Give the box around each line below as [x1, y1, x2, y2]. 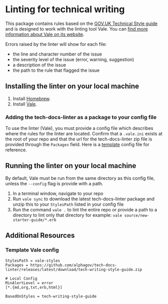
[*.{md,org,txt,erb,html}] [5, 285, 63, 290]
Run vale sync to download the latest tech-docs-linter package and [12, 196, 155, 202]
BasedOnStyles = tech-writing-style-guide [5, 294, 97, 299]
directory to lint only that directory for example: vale [12, 212, 122, 218]
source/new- [124, 213, 150, 218]
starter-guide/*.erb [12, 217, 57, 223]
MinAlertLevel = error [5, 280, 53, 286]
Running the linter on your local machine [5, 161, 136, 170]
